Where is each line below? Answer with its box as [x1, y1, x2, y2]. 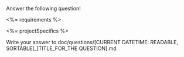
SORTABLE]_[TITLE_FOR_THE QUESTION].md [6, 45, 117, 52]
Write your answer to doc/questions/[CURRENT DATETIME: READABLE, [6, 39, 179, 45]
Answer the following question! [6, 5, 81, 12]
